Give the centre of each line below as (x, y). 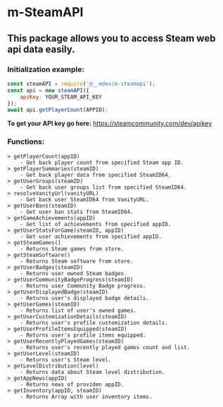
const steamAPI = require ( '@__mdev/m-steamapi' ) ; (82, 84)
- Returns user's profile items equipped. (83, 335)
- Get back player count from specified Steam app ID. (102, 163)
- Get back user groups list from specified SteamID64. (104, 187)
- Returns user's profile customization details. (94, 323)
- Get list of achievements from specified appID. (96, 224)
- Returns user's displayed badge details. (85, 298)
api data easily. (41, 49)
